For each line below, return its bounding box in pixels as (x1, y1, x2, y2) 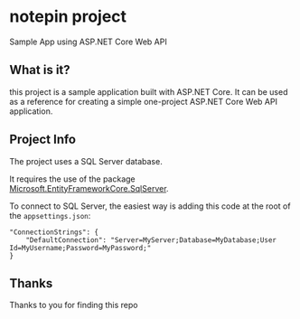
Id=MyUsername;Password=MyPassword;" (9, 243, 152, 252)
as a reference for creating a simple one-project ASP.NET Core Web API (9, 96, 278, 107)
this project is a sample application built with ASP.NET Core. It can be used (9, 86, 288, 97)
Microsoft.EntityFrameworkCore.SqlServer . (9, 183, 169, 193)
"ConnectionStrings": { (9, 228, 99, 237)
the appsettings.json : (9, 210, 91, 220)
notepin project (9, 6, 127, 27)
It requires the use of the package (9, 174, 136, 184)
